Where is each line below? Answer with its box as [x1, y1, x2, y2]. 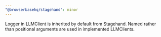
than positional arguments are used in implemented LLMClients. [5, 26, 135, 32]
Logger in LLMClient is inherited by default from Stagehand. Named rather [5, 21, 157, 27]
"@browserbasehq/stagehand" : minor [5, 7, 79, 12]
